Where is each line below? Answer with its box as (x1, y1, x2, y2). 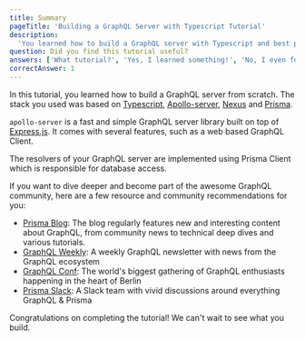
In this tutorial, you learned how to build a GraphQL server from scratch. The (9, 88, 295, 100)
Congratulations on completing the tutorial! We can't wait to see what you (9, 312, 284, 323)
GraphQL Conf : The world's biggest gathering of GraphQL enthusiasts (22, 265, 286, 276)
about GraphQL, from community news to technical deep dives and (22, 226, 274, 237)
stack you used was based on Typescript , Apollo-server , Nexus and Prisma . (9, 98, 293, 109)
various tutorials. (22, 236, 86, 247)
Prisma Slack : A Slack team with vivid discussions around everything (22, 285, 280, 295)
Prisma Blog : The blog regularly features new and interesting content (22, 217, 281, 228)
